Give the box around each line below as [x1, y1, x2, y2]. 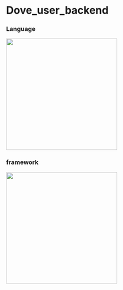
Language [6, 25, 36, 33]
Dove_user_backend [6, 4, 109, 17]
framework [6, 158, 39, 166]
